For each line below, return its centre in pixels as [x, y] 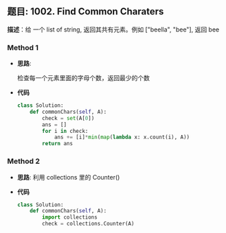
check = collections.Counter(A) [88, 224]
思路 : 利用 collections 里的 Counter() [68, 177]
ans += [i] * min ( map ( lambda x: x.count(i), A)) [122, 137]
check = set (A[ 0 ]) [68, 118]
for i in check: [65, 131]
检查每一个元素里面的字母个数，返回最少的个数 [83, 78]
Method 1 [23, 47]
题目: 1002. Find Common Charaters [86, 12]
